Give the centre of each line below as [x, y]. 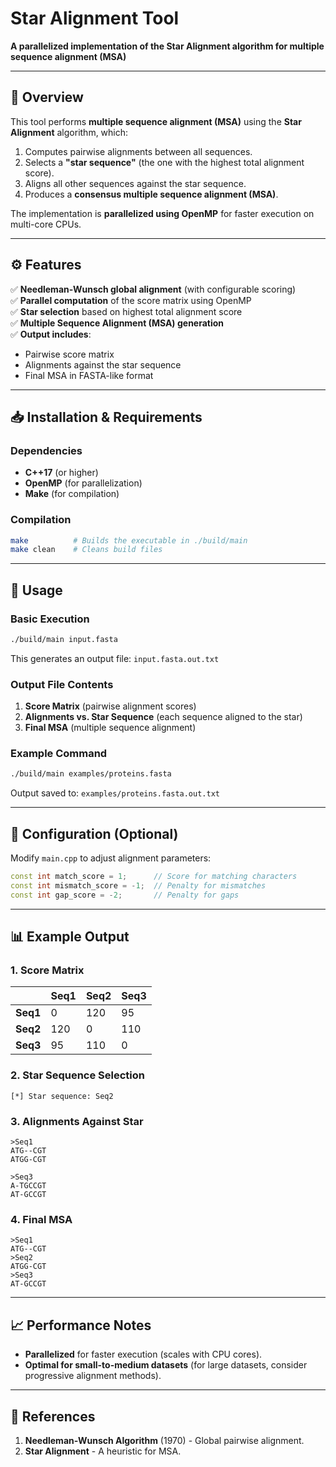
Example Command [59, 754]
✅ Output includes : [51, 334]
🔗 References [53, 1416]
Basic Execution [50, 619]
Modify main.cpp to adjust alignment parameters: [111, 858]
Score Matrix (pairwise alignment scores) [110, 706]
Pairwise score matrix [69, 354]
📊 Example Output [70, 937]
